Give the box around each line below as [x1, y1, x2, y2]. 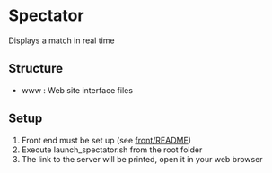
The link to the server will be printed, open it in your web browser [21, 153, 263, 164]
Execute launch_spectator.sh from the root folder [21, 144, 203, 155]
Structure [8, 61, 64, 76]
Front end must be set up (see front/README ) [21, 134, 192, 145]
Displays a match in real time [8, 35, 115, 46]
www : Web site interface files [21, 84, 134, 95]
